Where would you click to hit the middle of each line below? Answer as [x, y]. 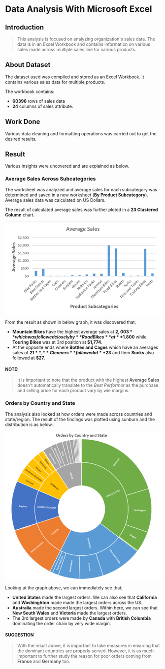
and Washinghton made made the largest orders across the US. [77, 603]
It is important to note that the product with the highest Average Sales [88, 380]
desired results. [21, 139]
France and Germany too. [44, 661]
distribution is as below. [29, 425]
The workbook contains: [30, 91]
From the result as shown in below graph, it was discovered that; [71, 322]
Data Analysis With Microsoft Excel [79, 9]
